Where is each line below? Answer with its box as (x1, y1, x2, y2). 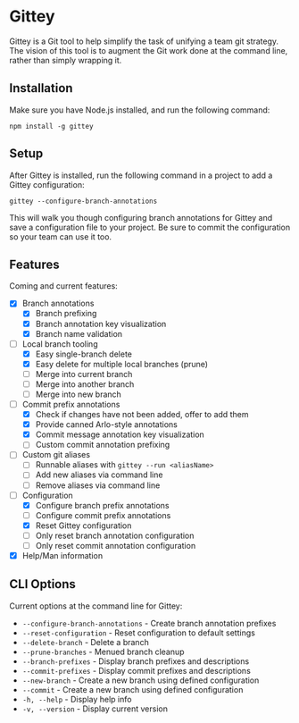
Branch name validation (35, 328, 123, 339)
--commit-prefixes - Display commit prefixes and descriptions (21, 665, 252, 676)
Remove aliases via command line (35, 480, 161, 491)
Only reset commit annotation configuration (35, 540, 196, 551)
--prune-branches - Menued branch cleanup (21, 646, 185, 657)
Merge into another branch (35, 378, 135, 390)
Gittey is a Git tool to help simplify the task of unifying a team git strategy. (9, 36, 279, 46)
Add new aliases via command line (35, 469, 163, 480)
